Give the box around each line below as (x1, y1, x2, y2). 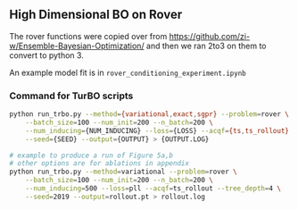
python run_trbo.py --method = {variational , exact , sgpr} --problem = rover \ (9, 110, 290, 119)
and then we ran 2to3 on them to (145, 40, 267, 51)
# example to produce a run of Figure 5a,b (9, 151, 174, 160)
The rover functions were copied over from (9, 30, 168, 41)
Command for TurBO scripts (9, 89, 134, 102)
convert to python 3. (9, 49, 85, 61)
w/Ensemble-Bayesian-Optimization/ (9, 40, 145, 51)
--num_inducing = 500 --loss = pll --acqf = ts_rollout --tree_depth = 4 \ (25, 184, 281, 193)
